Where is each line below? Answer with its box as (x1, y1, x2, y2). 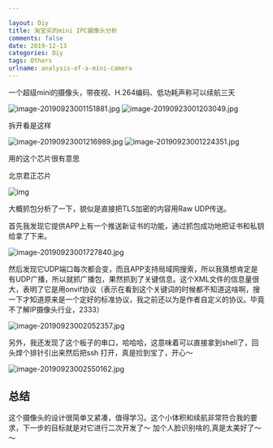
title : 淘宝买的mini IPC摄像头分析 (8, 26, 118, 35)
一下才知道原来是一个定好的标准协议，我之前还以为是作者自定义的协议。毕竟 (8, 294, 265, 304)
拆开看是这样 (8, 120, 51, 130)
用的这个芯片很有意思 (8, 153, 80, 163)
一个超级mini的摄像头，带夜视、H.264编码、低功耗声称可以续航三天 (8, 87, 236, 97)
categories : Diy (8, 50, 63, 58)
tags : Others (8, 57, 53, 65)
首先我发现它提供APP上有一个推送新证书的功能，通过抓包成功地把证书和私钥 (8, 221, 265, 230)
